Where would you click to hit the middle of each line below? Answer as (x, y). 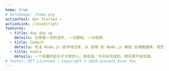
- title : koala (26, 51)
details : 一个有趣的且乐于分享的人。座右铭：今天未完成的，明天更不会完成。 (84, 56)
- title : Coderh (27, 42)
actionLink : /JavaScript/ (32, 24)
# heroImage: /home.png (30, 14)
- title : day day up (31, 33)
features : (16, 28)
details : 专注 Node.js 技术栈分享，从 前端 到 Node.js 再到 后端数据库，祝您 (89, 47)
